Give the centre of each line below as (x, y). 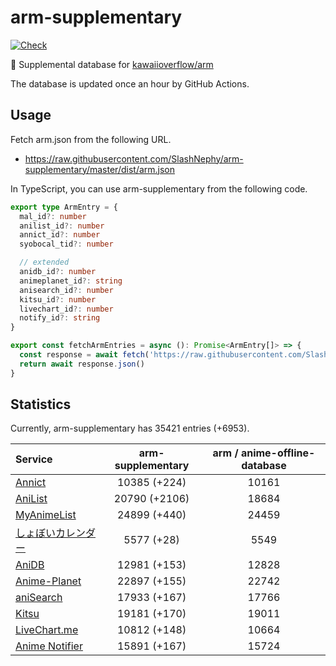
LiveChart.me (47, 630)
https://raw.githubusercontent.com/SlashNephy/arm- (134, 158)
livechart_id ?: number (66, 309)
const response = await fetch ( (84, 355)
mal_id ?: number (53, 216)
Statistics (41, 404)
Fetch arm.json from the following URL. (91, 139)
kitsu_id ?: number (58, 299)
